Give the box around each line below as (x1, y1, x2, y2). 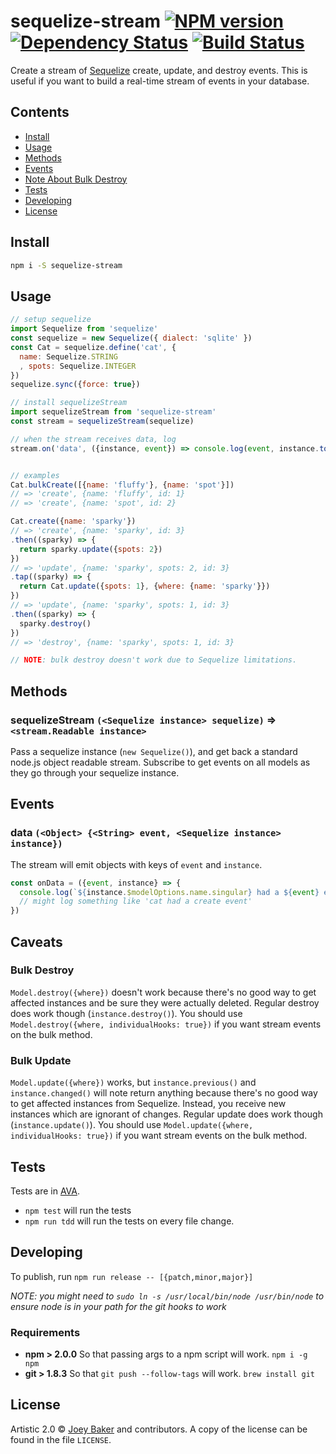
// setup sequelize (10, 315, 92, 325)
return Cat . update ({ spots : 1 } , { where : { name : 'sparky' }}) (19, 581, 271, 592)
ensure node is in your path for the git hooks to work (10, 1300, 227, 1312)
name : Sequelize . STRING (19, 351, 118, 362)
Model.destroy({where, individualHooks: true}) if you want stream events (10, 1018, 322, 1030)
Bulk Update (10, 1053, 72, 1067)
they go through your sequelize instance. (10, 766, 180, 779)
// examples (10, 470, 60, 480)
